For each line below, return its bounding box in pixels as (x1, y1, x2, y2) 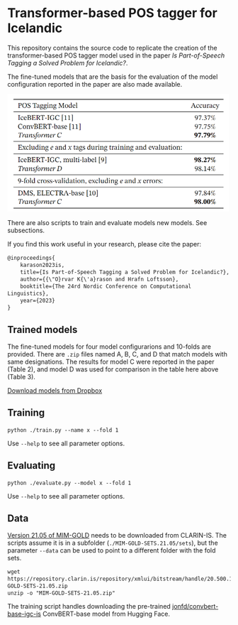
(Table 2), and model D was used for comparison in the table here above (7, 365, 219, 374)
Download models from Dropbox (7, 386, 103, 395)
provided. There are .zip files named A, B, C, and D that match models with (7, 350, 228, 359)
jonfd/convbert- (172, 602, 219, 611)
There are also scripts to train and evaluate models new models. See (7, 219, 208, 227)
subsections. (7, 226, 45, 235)
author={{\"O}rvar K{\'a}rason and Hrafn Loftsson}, (20, 276, 179, 283)
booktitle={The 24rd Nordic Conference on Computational (20, 283, 192, 290)
